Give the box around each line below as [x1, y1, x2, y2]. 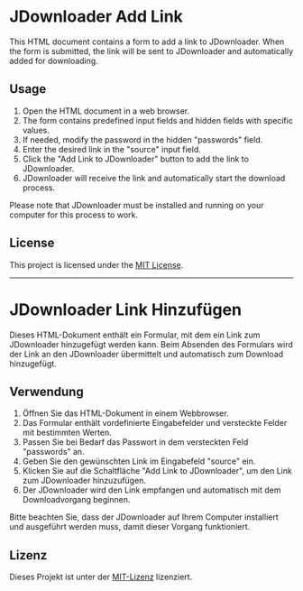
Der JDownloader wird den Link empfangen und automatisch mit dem [22, 485, 281, 495]
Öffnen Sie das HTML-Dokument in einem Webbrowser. [22, 408, 229, 419]
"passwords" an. [22, 447, 85, 457]
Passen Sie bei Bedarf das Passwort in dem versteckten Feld [22, 437, 249, 448]
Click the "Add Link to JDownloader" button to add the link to [22, 153, 250, 164]
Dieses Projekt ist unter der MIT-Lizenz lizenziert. [9, 571, 193, 583]
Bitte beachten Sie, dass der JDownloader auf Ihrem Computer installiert [9, 512, 279, 522]
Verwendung [9, 383, 84, 399]
